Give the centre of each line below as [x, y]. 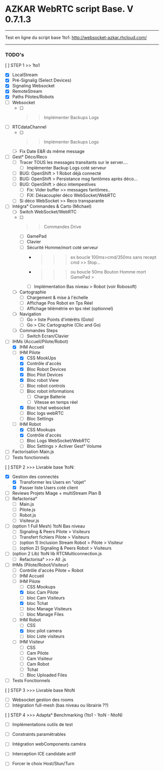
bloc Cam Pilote [42, 592]
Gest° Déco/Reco [30, 157]
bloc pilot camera [44, 631]
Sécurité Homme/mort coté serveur [62, 247]
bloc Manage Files [45, 614]
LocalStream [25, 75]
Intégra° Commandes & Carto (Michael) [52, 207]
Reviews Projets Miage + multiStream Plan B [57, 493]
